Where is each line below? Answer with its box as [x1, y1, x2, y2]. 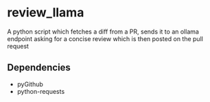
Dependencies [7, 62, 71, 73]
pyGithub [16, 80, 43, 88]
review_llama [7, 5, 84, 21]
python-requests [16, 87, 65, 95]
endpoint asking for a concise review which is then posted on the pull [7, 34, 204, 42]
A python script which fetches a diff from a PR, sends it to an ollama [7, 27, 199, 36]
